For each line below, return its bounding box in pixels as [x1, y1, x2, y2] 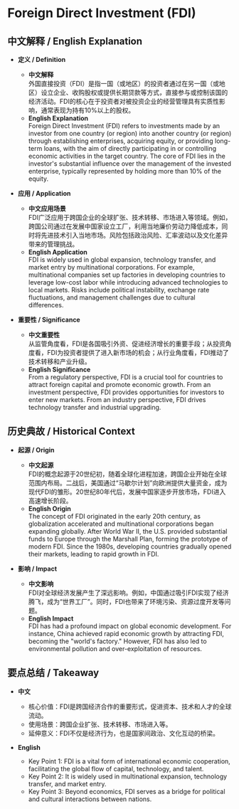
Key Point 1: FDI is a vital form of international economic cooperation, [28, 756, 231, 766]
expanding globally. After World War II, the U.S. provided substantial [28, 527, 228, 535]
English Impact [28, 614, 74, 623]
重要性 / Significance [17, 315, 80, 324]
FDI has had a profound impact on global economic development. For [28, 621, 232, 630]
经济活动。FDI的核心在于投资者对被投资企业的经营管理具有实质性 [28, 97, 219, 105]
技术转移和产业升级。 [28, 357, 91, 366]
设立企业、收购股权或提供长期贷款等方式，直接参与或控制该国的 [41, 88, 228, 97]
